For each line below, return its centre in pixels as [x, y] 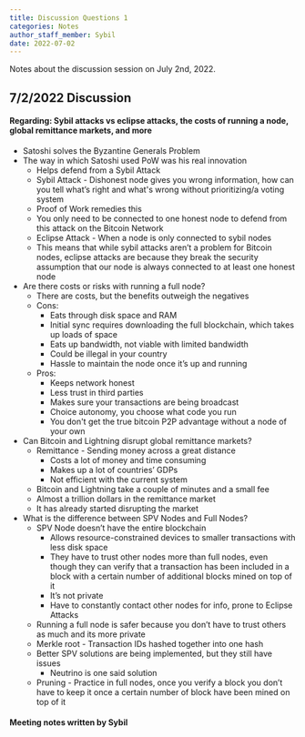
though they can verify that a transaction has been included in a [169, 566]
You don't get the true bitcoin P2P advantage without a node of [168, 421]
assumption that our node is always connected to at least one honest [166, 267]
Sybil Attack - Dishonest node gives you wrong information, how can [165, 179]
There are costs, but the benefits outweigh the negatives [142, 296]
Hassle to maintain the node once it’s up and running [148, 363]
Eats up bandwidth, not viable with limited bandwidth [149, 344]
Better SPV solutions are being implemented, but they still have [154, 653]
